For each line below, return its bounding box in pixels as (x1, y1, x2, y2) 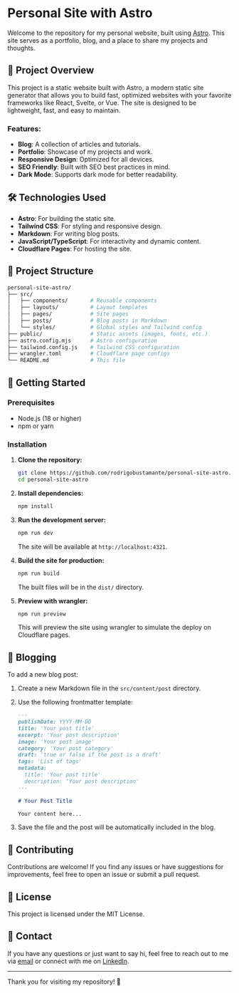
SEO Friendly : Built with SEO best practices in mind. (17, 162, 171, 172)
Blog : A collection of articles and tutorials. (17, 140, 141, 149)
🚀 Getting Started (7, 376, 86, 389)
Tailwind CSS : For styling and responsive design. (17, 222, 162, 230)
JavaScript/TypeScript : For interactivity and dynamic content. (17, 236, 201, 245)
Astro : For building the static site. (17, 214, 116, 222)
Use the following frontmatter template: (17, 698, 133, 707)
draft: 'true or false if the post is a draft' (17, 752, 161, 759)
